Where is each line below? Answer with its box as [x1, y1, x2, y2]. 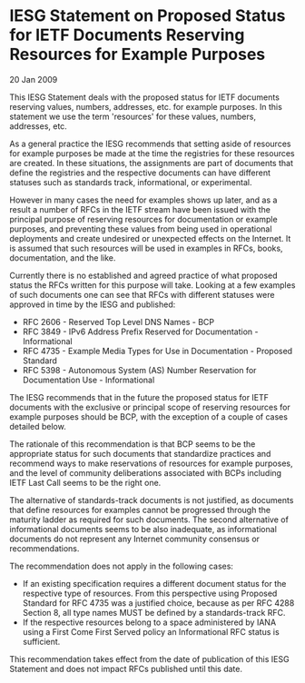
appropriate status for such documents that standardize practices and [9, 448, 271, 459]
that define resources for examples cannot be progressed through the [9, 504, 271, 515]
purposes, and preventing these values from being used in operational [9, 223, 272, 234]
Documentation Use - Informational [22, 374, 155, 385]
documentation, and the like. [9, 252, 116, 263]
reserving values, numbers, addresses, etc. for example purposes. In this [9, 101, 283, 112]
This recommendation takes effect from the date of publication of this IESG [9, 653, 290, 664]
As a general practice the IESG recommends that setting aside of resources [9, 138, 291, 149]
